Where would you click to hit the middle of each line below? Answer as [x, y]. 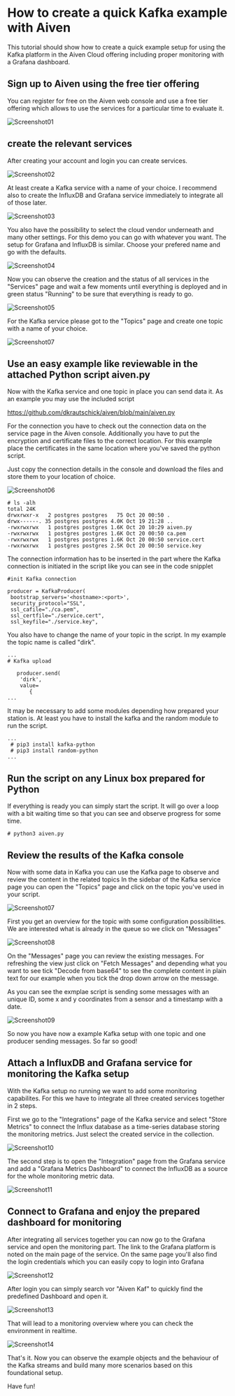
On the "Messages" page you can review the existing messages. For [106, 956]
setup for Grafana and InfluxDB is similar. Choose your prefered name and [114, 244]
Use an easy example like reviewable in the [102, 364]
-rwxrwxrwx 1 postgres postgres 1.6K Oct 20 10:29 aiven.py [100, 528]
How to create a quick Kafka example [117, 13]
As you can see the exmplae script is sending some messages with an [108, 992]
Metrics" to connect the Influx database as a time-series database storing [114, 1126]
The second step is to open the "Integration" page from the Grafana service [116, 1161]
